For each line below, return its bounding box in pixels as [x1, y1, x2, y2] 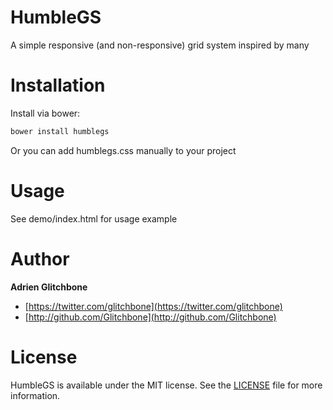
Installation [10, 74, 106, 97]
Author [10, 247, 70, 270]
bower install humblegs [10, 126, 110, 136]
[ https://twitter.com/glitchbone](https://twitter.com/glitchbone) [24, 300, 283, 312]
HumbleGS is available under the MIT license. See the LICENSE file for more [10, 379, 323, 391]
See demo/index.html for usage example [10, 212, 178, 225]
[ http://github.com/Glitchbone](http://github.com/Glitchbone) [24, 311, 277, 323]
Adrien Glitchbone [10, 281, 88, 293]
